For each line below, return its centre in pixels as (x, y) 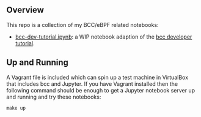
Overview (25, 10)
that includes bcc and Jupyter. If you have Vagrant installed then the (92, 84)
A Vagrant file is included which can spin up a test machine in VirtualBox (97, 77)
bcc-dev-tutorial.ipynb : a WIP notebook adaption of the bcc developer (104, 37)
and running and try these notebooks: (54, 97)
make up (16, 108)
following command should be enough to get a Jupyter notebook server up (101, 90)
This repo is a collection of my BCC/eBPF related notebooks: (82, 25)
